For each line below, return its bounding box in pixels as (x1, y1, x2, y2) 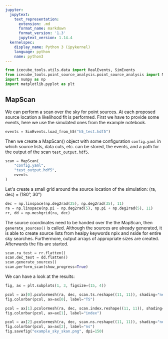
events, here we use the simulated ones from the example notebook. (5, 119, 146, 125)
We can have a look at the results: (5, 273, 75, 279)
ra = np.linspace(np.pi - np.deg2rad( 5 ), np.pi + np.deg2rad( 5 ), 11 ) (5, 206, 153, 211)
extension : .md (18, 21, 50, 27)
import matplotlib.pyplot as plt (5, 82, 75, 87)
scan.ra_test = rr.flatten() (5, 250, 66, 255)
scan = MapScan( (5, 158, 39, 163)
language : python (14, 49, 50, 54)
